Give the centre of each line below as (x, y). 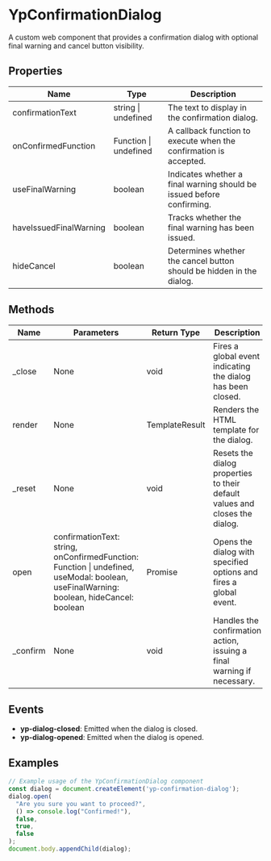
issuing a (230, 650)
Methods (31, 309)
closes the (233, 513)
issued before (194, 194)
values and (234, 504)
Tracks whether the (205, 217)
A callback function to (209, 131)
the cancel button (201, 261)
